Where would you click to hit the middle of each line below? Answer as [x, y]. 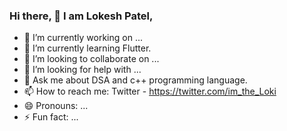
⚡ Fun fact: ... [51, 117]
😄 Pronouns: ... [56, 106]
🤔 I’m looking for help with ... [82, 70]
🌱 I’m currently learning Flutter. [87, 48]
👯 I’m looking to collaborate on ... [91, 59]
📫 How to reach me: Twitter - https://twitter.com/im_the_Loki [150, 91]
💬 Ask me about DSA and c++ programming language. [135, 80]
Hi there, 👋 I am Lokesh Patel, [81, 16]
